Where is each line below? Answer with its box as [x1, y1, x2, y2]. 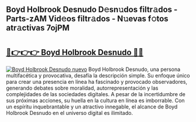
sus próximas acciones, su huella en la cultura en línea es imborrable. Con [6, 97, 185, 104]
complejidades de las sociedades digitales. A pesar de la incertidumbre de [6, 91, 185, 97]
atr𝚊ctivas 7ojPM [6, 23, 70, 33]
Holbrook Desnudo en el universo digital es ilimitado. [6, 110, 133, 116]
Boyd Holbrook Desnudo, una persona [88, 66, 181, 73]
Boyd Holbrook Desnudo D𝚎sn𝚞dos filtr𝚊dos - [6, 5, 178, 15]
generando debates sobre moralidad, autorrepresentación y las [6, 84, 159, 91]
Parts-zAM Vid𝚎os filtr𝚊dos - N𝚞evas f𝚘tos [6, 14, 169, 24]
